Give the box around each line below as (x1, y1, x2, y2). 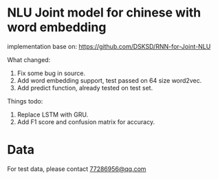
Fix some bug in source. (17, 69, 86, 77)
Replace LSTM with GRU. (17, 110, 89, 119)
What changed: (7, 55, 51, 63)
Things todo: (7, 97, 43, 105)
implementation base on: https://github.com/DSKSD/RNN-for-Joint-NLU (7, 42, 211, 50)
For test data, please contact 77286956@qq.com (7, 164, 146, 173)
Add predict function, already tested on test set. (17, 83, 153, 92)
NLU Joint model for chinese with (7, 5, 201, 21)
